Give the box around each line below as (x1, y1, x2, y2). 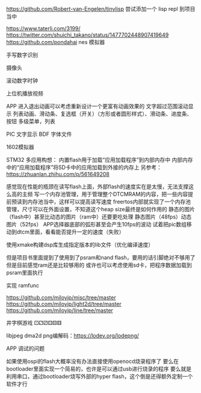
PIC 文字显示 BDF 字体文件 (6, 130, 72, 138)
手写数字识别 (6, 51, 38, 59)
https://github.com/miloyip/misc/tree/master (6, 294, 116, 301)
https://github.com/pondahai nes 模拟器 (6, 39, 105, 45)
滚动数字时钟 (6, 77, 38, 84)
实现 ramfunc (6, 282, 40, 289)
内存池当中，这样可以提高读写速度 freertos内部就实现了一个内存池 (26, 198, 191, 205)
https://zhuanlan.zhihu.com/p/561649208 (6, 171, 110, 177)
